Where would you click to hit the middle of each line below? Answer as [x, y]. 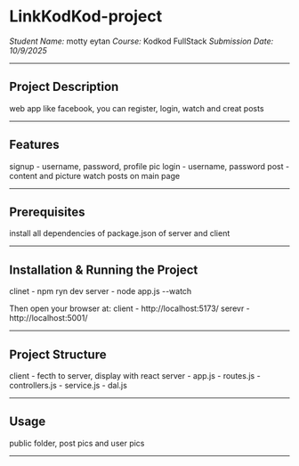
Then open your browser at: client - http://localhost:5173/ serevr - [130, 308]
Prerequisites [47, 212]
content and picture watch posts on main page [95, 176]
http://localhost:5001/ [48, 318]
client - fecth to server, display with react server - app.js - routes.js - [135, 376]
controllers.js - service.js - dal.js [68, 385]
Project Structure [58, 354]
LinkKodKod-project [86, 16]
